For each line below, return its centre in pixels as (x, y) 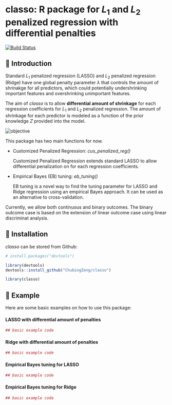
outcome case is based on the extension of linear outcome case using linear (86, 212)
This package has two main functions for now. (54, 141)
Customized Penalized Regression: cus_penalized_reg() (72, 151)
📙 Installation (27, 234)
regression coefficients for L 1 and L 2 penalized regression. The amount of (83, 109)
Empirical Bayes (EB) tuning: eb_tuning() (55, 176)
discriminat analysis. (27, 218)
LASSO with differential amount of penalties (53, 319)
